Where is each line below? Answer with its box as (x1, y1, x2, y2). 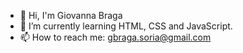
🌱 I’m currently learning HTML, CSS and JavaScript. (19, 20, 233, 32)
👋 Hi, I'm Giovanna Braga (19, 10, 123, 21)
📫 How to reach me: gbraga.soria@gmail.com (19, 31, 212, 43)
